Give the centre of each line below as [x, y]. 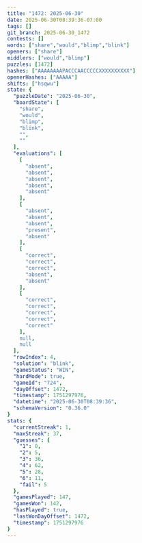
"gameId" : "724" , [38, 383]
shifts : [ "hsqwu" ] [33, 84]
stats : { [19, 421]
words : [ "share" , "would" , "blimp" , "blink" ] [68, 45]
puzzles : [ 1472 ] [30, 64]
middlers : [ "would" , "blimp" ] [48, 58]
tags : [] [19, 26]
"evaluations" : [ [38, 154]
